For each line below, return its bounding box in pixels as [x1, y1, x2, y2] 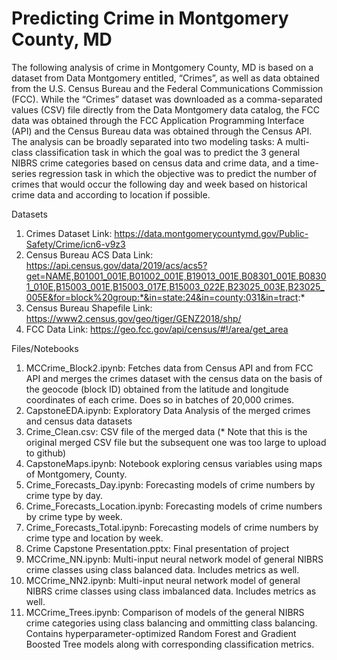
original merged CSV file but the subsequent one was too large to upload [25, 436, 327, 448]
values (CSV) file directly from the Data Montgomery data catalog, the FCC [11, 103, 320, 116]
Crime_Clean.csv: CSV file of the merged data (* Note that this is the [25, 425, 308, 437]
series [11, 167, 37, 179]
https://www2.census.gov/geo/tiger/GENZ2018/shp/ [25, 312, 242, 324]
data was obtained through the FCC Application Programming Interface [11, 114, 305, 126]
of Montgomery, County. [25, 468, 128, 480]
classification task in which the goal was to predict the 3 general [34, 146, 301, 158]
